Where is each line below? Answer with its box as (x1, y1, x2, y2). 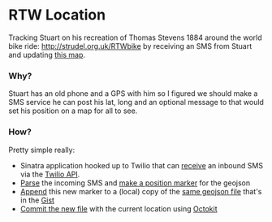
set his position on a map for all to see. (8, 106, 138, 115)
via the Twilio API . (19, 169, 80, 179)
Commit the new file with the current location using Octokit (19, 203, 218, 213)
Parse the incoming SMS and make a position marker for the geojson (19, 177, 251, 188)
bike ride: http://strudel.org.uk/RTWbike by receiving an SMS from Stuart (8, 41, 253, 50)
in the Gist (19, 195, 55, 205)
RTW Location (8, 6, 106, 24)
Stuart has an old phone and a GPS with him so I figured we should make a (8, 89, 258, 98)
